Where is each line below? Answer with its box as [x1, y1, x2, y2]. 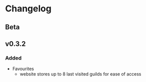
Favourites [12, 66, 34, 72]
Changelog [5, 3, 52, 14]
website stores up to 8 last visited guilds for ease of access [19, 71, 142, 77]
